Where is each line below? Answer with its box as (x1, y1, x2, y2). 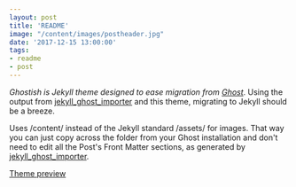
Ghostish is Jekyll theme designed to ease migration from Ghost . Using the (9, 86, 284, 97)
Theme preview (9, 168, 66, 178)
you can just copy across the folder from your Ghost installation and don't (9, 132, 278, 143)
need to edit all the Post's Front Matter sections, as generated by (9, 141, 246, 152)
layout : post (9, 12, 58, 22)
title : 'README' (9, 21, 69, 30)
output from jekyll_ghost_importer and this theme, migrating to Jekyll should (9, 96, 288, 106)
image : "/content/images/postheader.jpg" (9, 29, 165, 38)
